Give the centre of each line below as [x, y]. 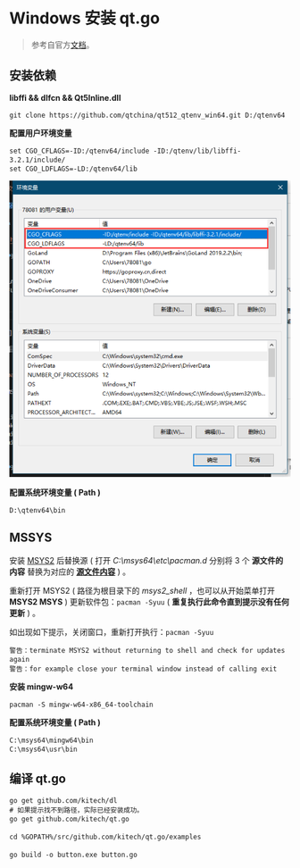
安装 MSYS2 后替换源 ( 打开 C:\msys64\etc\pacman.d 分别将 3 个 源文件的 [146, 560]
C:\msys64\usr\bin [43, 749]
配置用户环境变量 [41, 133]
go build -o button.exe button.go [74, 855]
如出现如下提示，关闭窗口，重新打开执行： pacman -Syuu [112, 631]
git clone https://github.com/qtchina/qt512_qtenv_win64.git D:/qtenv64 [147, 115]
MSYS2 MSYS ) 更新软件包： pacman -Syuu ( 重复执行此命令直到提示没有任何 [150, 601]
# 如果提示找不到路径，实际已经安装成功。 [77, 810]
